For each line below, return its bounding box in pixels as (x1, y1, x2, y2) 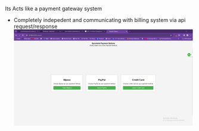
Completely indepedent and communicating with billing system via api (13, 17, 186, 23)
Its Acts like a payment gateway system (5, 5, 102, 12)
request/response (13, 23, 58, 30)
